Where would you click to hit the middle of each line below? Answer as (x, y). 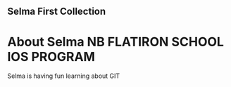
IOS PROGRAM (51, 56)
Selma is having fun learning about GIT (64, 76)
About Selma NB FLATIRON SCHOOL (115, 42)
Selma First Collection (57, 12)
